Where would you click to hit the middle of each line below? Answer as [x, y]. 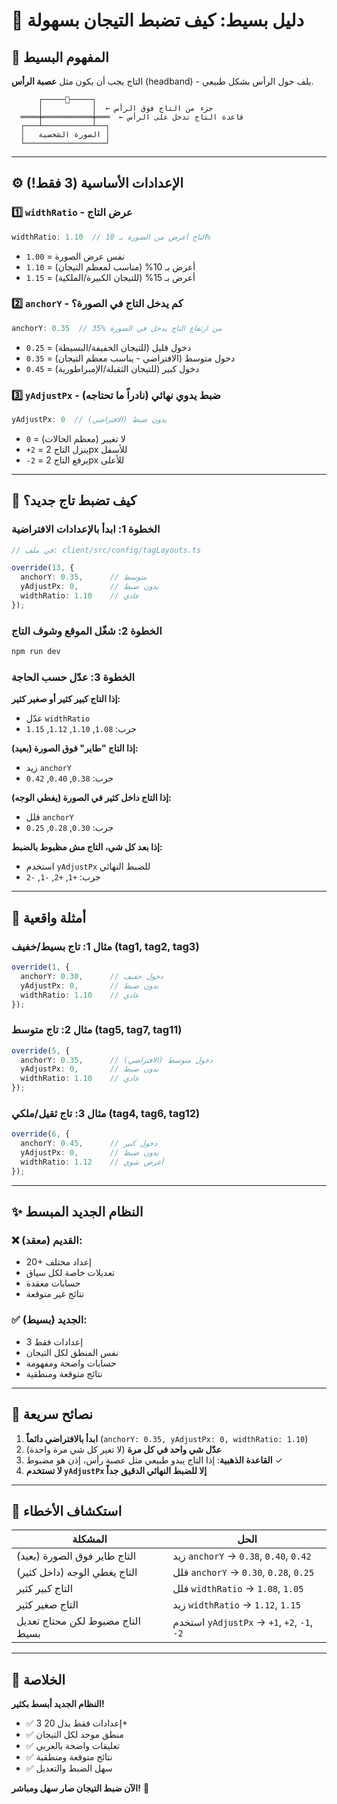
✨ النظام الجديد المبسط [77, 1212]
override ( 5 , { [41, 1050]
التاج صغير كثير [47, 1605]
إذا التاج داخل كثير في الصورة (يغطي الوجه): [91, 798]
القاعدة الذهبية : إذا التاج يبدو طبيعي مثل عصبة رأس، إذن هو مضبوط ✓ [154, 1460]
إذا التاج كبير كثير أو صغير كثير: [66, 699]
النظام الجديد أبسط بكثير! [58, 1704]
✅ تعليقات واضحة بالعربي [73, 1746]
